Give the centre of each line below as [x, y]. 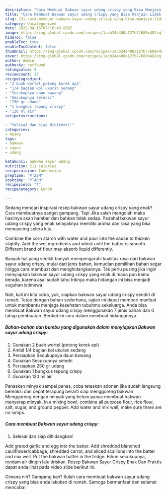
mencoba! [15, 487]
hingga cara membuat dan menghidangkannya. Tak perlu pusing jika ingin [81, 269]
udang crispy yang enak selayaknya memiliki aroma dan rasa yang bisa [78, 223]
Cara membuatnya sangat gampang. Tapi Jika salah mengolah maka [75, 213]
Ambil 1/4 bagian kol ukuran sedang [49, 350]
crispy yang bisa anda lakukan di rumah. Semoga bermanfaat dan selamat [81, 482]
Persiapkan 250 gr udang [38, 366]
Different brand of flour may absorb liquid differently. [59, 249]
